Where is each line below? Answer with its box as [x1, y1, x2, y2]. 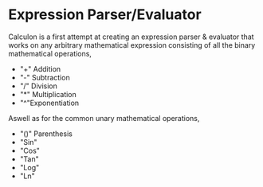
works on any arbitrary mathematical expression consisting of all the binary [8, 40, 256, 49]
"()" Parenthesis [19, 129, 73, 138]
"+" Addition [19, 64, 61, 73]
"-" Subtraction [19, 72, 70, 82]
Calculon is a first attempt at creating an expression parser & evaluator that [8, 32, 254, 41]
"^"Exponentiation [19, 98, 80, 107]
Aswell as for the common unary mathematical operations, [8, 113, 200, 123]
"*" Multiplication [19, 89, 77, 99]
